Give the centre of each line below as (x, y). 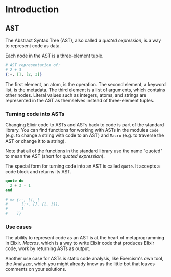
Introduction (32, 9)
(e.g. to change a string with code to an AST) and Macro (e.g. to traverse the (85, 135)
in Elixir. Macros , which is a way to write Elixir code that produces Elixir (80, 243)
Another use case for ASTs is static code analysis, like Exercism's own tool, (84, 259)
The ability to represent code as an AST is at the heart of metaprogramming (85, 238)
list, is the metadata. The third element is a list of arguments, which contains (85, 90)
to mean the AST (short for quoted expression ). (55, 156)
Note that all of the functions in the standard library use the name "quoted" (84, 151)
